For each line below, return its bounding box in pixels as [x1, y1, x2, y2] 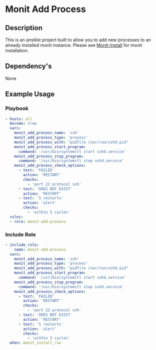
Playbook [5, 105, 29, 112]
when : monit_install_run [9, 340, 61, 345]
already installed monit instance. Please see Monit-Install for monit [5, 42, 142, 48]
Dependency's [5, 62, 52, 71]
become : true [9, 121, 37, 126]
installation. [5, 48, 29, 53]
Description [5, 24, 42, 32]
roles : [9, 214, 23, 219]
